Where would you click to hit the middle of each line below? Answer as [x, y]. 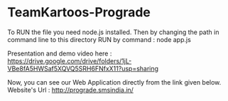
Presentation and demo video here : [60, 53]
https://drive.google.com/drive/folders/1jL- [70, 60]
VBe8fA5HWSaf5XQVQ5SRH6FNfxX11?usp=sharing [83, 68]
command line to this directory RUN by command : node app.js [99, 39]
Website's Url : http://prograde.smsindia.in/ [70, 90]
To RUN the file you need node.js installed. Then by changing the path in [113, 32]
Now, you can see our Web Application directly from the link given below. [114, 82]
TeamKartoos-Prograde [79, 12]
